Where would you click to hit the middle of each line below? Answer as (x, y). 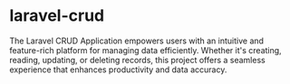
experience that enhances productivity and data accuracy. (118, 70)
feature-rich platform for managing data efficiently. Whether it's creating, (146, 50)
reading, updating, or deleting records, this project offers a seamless (137, 60)
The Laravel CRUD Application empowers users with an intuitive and (137, 41)
